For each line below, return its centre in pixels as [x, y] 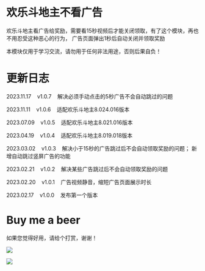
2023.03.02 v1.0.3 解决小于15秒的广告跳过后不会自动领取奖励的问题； [98, 148]
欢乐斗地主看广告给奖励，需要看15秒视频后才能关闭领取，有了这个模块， [97, 31]
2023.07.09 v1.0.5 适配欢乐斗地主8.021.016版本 [70, 122]
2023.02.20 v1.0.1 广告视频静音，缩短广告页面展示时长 [79, 182]
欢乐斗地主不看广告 [55, 13]
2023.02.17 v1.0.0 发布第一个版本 [52, 195]
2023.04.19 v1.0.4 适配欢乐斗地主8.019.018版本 [70, 135]
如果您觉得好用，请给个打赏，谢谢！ [52, 238]
